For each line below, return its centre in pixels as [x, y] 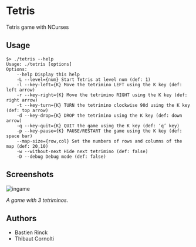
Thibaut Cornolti [34, 239]
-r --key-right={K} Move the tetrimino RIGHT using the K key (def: [102, 95]
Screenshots [30, 175]
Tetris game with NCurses [38, 27]
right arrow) [22, 100]
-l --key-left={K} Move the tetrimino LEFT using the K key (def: [99, 84]
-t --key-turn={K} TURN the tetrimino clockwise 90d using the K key [104, 105]
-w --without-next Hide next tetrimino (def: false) [82, 151]
